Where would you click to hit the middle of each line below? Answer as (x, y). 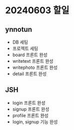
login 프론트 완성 (29, 103)
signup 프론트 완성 (31, 109)
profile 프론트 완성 (30, 115)
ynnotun (19, 29)
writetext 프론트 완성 (33, 61)
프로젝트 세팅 (25, 48)
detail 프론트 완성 (29, 74)
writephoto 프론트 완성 (35, 67)
